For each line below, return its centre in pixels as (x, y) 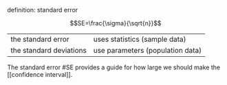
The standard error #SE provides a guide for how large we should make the (114, 67)
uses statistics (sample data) (140, 39)
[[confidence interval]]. (40, 74)
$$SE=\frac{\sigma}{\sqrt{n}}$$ (116, 23)
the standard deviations (49, 50)
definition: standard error (43, 10)
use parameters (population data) (147, 50)
